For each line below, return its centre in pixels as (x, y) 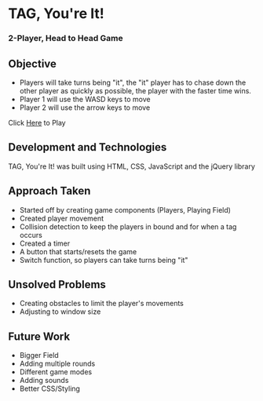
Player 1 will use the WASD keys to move (85, 99)
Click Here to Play (37, 122)
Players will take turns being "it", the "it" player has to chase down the (133, 82)
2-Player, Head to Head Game (66, 38)
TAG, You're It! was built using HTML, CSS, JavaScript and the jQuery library (131, 166)
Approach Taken (49, 191)
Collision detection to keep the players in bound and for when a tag (128, 226)
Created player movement (62, 218)
